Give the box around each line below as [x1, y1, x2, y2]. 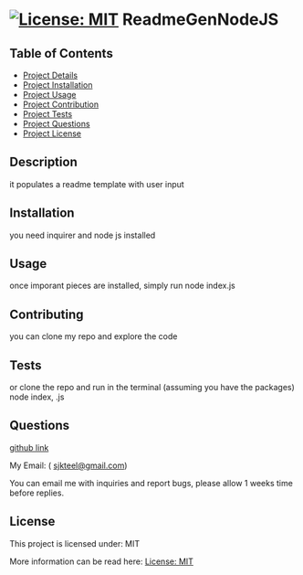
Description [9, 154, 78, 170]
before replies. [9, 487, 65, 498]
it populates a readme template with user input [9, 178, 184, 189]
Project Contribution [22, 99, 99, 110]
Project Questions [22, 119, 90, 129]
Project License [22, 128, 82, 139]
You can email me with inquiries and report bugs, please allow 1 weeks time [9, 477, 294, 488]
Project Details [22, 69, 78, 80]
